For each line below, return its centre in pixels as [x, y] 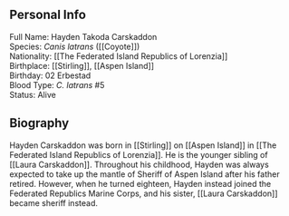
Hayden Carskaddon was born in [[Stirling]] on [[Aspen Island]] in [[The [143, 145]
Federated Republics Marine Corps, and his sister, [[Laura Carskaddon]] [144, 193]
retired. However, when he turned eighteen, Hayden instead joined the [140, 183]
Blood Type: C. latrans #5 [57, 84]
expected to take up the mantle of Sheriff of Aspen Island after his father [144, 174]
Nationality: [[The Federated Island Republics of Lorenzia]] [119, 56]
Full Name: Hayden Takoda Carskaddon [83, 36]
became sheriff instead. [53, 202]
